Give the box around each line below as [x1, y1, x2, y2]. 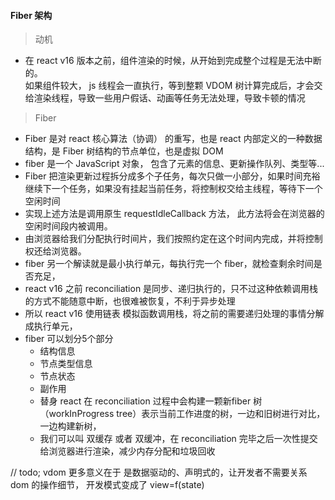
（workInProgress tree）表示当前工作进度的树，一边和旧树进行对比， [39, 408, 326, 420]
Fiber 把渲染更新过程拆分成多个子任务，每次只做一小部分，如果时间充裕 [24, 170, 321, 182]
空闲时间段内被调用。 [24, 220, 113, 232]
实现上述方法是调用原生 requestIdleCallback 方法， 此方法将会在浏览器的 [24, 208, 325, 220]
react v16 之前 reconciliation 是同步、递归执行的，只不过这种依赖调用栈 [24, 283, 319, 295]
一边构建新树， [39, 420, 102, 432]
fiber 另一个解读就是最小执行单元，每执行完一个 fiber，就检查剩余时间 [24, 258, 314, 270]
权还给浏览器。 [24, 245, 87, 257]
